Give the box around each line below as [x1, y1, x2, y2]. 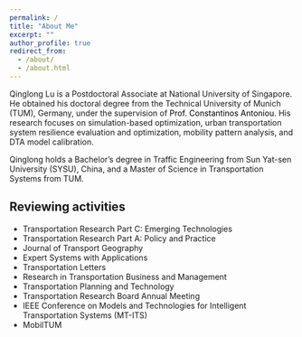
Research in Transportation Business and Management [22, 271, 228, 282]
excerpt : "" [9, 30, 54, 39]
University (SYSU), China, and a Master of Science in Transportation [9, 164, 264, 174]
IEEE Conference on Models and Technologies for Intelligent [22, 300, 247, 311]
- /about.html [17, 64, 71, 73]
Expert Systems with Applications [22, 252, 148, 263]
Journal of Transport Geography [22, 242, 144, 253]
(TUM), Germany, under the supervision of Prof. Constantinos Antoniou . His [9, 108, 291, 118]
